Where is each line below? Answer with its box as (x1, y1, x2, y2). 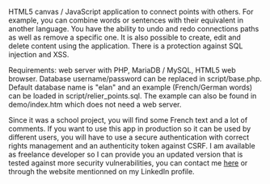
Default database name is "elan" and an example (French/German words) (8, 82, 253, 92)
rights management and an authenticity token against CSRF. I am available (8, 141, 256, 150)
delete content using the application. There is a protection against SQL (8, 41, 243, 51)
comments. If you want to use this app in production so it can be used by (8, 124, 251, 133)
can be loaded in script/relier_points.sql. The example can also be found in (8, 91, 257, 100)
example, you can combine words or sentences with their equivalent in (8, 15, 244, 25)
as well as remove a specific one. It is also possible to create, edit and (8, 32, 241, 42)
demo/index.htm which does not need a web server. (8, 100, 182, 109)
